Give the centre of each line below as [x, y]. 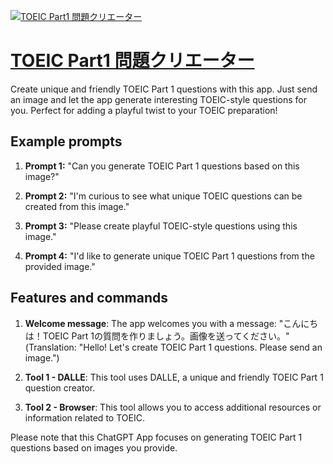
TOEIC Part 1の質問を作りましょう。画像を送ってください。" [166, 336]
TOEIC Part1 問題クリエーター [132, 61]
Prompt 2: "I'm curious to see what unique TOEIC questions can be [163, 196]
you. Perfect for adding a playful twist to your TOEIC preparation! [144, 110]
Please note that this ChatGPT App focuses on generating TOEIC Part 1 [156, 437]
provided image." [60, 266]
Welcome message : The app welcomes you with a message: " [154, 323]
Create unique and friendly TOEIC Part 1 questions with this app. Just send [164, 89]
